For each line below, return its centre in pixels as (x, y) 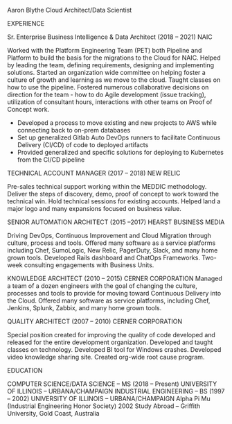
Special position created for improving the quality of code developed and (111, 335)
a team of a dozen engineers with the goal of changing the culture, (102, 286)
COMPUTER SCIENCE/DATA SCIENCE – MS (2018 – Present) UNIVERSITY (112, 384)
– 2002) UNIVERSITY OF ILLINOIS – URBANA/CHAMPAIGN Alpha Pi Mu (109, 399)
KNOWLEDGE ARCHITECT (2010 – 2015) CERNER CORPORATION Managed (115, 278)
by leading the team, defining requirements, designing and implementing (111, 65)
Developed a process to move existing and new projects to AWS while (117, 123)
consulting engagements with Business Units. (89, 265)
